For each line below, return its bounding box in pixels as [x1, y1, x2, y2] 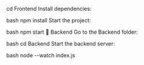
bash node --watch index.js [6, 52, 75, 59]
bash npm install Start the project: [6, 17, 91, 23]
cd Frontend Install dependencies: [6, 5, 92, 12]
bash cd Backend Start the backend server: [6, 40, 115, 47]
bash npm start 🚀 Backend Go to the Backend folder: [6, 28, 139, 36]
